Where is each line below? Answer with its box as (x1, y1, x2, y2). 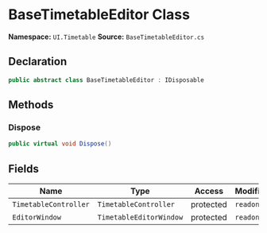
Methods (8, 98, 54, 112)
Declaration (8, 55, 68, 68)
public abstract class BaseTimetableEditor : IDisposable (8, 76, 204, 84)
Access (194, 185, 224, 196)
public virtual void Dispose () (8, 140, 112, 148)
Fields (8, 161, 40, 176)
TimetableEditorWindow (97, 213, 184, 222)
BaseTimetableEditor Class (8, 6, 191, 24)
